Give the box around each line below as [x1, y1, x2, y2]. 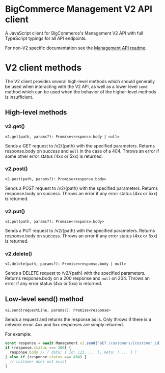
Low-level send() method [5, 295, 84, 303]
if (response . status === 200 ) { [5, 345, 71, 350]
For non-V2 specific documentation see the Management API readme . [5, 45, 147, 51]
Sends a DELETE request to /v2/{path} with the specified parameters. [5, 270, 146, 276]
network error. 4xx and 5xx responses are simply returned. [5, 322, 124, 328]
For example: [5, 331, 32, 337]
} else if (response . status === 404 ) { [5, 354, 87, 359]
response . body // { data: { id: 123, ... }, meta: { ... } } [9, 350, 137, 355]
